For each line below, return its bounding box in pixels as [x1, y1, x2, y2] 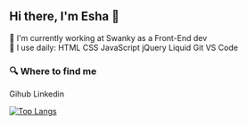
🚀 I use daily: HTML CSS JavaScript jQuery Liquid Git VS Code [9, 42, 239, 53]
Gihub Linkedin [9, 88, 65, 99]
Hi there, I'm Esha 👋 [9, 9, 120, 24]
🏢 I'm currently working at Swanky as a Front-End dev [9, 32, 208, 43]
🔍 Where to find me [9, 64, 97, 77]
